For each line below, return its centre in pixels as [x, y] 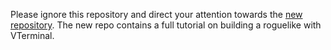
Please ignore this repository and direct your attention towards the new [156, 14]
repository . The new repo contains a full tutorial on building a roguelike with [166, 25]
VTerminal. [32, 35]
